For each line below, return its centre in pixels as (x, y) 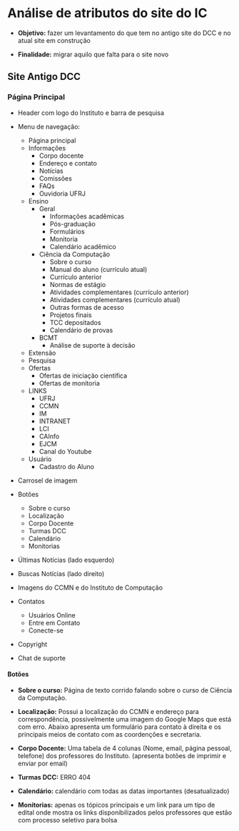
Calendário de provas (81, 330)
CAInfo (49, 436)
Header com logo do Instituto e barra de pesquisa (91, 113)
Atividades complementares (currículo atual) (115, 299)
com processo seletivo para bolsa (67, 820)
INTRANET (55, 421)
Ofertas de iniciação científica (83, 376)
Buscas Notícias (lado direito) (61, 573)
